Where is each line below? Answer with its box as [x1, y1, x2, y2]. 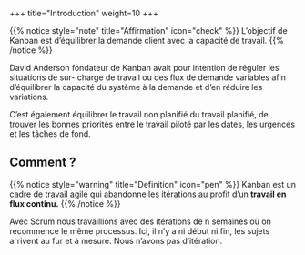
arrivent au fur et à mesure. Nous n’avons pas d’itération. [9, 235, 223, 246]
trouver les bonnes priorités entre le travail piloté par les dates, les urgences [9, 118, 296, 129]
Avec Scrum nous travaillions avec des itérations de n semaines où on [9, 216, 271, 227]
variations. [9, 91, 49, 102]
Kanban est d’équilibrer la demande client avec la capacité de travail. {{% [9, 36, 284, 46]
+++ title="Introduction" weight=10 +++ [9, 8, 159, 18]
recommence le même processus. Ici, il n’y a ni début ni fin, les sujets [9, 225, 270, 236]
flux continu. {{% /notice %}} [9, 198, 121, 209]
